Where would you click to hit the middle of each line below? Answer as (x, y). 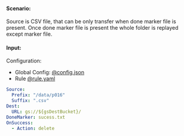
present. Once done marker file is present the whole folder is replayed (92, 28)
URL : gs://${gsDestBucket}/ (47, 112)
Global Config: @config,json (50, 72)
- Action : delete (33, 128)
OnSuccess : (20, 123)
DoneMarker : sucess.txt (36, 117)
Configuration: (24, 61)
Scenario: (19, 8)
